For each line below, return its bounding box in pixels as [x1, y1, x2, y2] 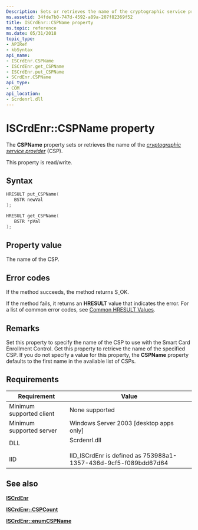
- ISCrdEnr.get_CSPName [6, 63, 65, 69]
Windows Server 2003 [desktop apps [70, 419, 174, 427]
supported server [9, 426, 57, 435]
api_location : [6, 91, 41, 97]
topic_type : [6, 36, 35, 42]
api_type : [6, 80, 31, 86]
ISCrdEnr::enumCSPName [6, 517, 72, 524]
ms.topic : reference [6, 25, 57, 31]
